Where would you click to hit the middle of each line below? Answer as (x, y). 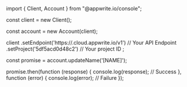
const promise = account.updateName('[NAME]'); (67, 60)
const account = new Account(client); (52, 31)
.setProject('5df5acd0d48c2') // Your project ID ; (65, 49)
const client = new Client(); (39, 20)
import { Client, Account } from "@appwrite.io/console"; (74, 9)
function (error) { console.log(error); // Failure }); (65, 78)
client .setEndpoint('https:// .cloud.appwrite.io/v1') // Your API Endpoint (91, 43)
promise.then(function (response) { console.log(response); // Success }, (94, 72)
